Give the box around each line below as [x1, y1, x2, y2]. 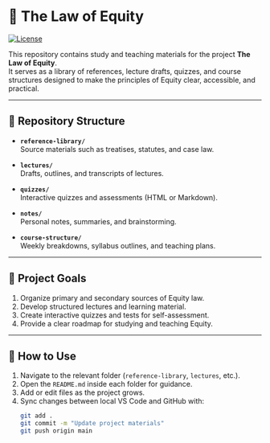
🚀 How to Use [8, 349, 76, 363]
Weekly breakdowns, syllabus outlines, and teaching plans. [19, 240, 216, 250]
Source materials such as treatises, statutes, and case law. [19, 144, 215, 154]
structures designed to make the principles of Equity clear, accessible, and [8, 75, 256, 84]
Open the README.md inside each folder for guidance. [19, 379, 193, 389]
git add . [19, 412, 54, 420]
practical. [8, 84, 40, 93]
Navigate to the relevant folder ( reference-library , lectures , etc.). [19, 371, 241, 380]
